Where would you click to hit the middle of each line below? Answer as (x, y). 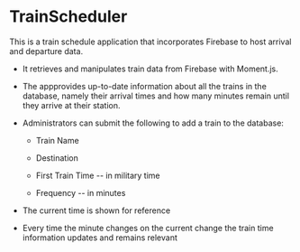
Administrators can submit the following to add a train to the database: (153, 123)
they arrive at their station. (71, 105)
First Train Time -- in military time (98, 175)
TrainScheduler (68, 17)
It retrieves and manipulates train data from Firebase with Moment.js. (150, 69)
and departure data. (46, 51)
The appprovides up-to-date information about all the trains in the (145, 86)
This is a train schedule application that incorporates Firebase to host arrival (150, 42)
